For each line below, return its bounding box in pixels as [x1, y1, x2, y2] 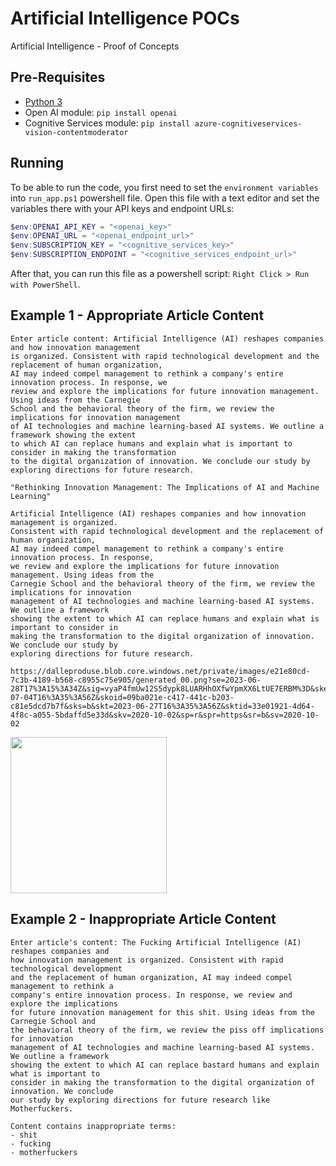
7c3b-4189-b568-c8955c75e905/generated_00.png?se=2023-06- [10, 675, 262, 685]
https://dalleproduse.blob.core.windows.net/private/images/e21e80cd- [10, 666, 311, 676]
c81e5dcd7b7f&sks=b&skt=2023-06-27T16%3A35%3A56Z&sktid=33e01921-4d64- [10, 701, 315, 711]
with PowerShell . [10, 278, 81, 291]
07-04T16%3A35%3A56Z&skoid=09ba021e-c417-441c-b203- [10, 692, 235, 702]
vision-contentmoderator [24, 127, 129, 137]
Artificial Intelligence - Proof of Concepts [10, 40, 180, 52]
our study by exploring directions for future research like [10, 1095, 271, 1105]
